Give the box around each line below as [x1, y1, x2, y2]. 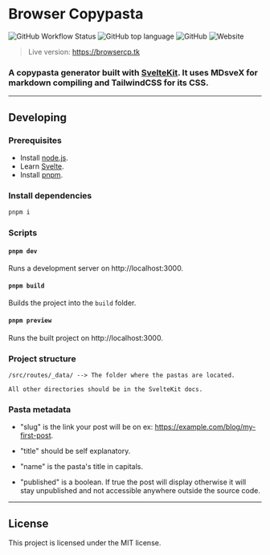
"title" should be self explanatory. [19, 447, 131, 456]
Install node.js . [19, 153, 68, 162]
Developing [8, 110, 67, 124]
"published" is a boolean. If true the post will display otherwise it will [19, 477, 247, 487]
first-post [19, 431, 51, 440]
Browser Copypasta [8, 5, 144, 23]
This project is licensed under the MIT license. [8, 538, 162, 548]
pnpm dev [8, 247, 38, 255]
